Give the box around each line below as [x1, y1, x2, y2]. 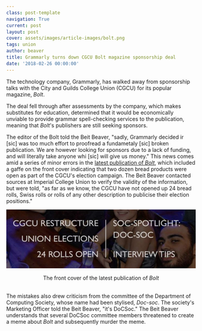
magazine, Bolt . [6, 90, 45, 98]
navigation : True [6, 16, 50, 22]
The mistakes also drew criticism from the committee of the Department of [6, 292, 191, 300]
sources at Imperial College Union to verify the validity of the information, [6, 178, 188, 185]
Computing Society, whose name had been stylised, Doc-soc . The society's [6, 299, 195, 306]
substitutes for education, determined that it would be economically [6, 109, 174, 116]
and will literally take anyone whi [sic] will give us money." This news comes [6, 153, 194, 160]
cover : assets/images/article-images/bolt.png [6, 35, 125, 42]
